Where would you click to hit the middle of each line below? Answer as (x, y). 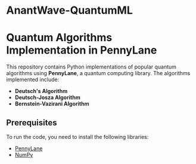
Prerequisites (32, 123)
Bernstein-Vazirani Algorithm (52, 104)
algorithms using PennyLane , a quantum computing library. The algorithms (98, 73)
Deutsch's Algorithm (41, 91)
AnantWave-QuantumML (69, 10)
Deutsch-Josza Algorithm (47, 98)
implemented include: (33, 80)
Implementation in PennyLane (82, 50)
